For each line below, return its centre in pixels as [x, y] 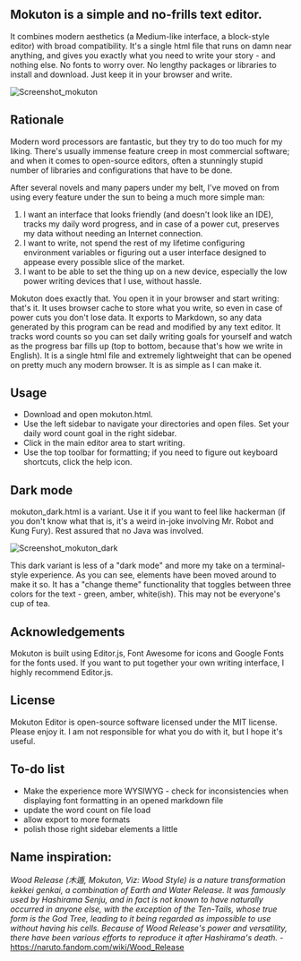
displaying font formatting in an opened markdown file [123, 800]
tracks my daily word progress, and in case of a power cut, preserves [151, 224]
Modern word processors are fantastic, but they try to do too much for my [146, 142]
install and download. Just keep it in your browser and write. [121, 74]
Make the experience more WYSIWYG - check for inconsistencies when [156, 791]
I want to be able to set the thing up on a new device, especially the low [155, 271]
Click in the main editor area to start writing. [104, 443]
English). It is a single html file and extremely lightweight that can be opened [151, 355]
